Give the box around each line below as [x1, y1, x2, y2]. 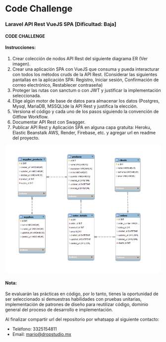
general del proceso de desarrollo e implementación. [5, 307, 113, 313]
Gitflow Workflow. [12, 114, 49, 119]
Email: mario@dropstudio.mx [12, 332, 72, 338]
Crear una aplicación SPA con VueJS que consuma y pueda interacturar [12, 66, 160, 72]
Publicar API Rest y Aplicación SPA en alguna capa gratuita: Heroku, [12, 124, 152, 130]
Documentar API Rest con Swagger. [12, 119, 86, 125]
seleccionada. [12, 93, 41, 99]
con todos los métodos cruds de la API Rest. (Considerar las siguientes [12, 71, 158, 77]
